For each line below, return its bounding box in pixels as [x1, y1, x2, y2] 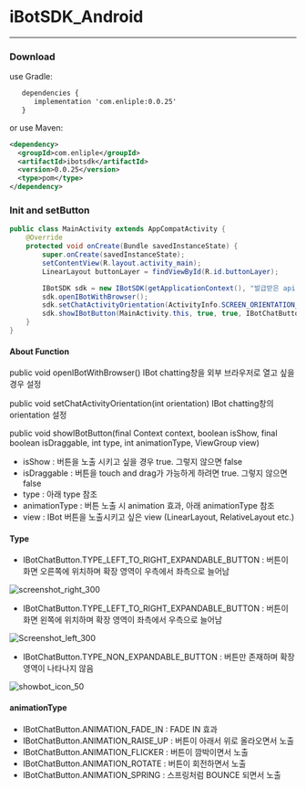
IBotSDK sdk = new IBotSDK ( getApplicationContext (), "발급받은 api [42, 283, 296, 293]
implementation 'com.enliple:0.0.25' [33, 98, 178, 107]
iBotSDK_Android [9, 6, 144, 27]
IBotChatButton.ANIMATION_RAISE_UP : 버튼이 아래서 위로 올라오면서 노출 [22, 735, 294, 746]
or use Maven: [9, 121, 64, 133]
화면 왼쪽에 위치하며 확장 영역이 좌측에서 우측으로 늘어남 [22, 615, 223, 626]
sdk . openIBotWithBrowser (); [42, 292, 148, 301]
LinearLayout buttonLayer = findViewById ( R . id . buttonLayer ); [42, 267, 280, 276]
